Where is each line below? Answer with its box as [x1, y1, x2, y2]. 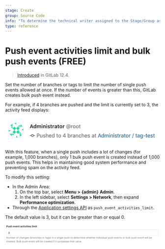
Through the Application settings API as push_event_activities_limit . [12, 205, 155, 211]
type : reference [5, 24, 38, 29]
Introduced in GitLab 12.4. [17, 72, 70, 78]
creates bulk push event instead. [5, 92, 71, 98]
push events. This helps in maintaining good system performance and [5, 159, 146, 165]
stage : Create [5, 8, 34, 13]
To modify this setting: [5, 174, 51, 180]
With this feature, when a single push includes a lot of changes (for [5, 148, 141, 155]
